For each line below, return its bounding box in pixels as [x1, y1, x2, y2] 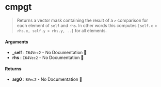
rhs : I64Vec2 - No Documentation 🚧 [12, 55, 84, 60]
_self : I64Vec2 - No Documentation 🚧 [12, 50, 87, 56]
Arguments [5, 39, 29, 44]
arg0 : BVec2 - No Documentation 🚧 [12, 76, 82, 82]
